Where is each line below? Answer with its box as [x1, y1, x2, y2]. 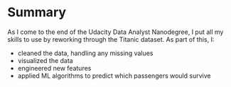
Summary [7, 4, 66, 21]
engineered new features [17, 64, 92, 72]
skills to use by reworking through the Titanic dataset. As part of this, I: [7, 35, 215, 43]
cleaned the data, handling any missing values [17, 49, 154, 57]
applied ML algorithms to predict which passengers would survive [17, 71, 211, 80]
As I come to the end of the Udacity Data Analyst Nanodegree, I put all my [7, 28, 224, 36]
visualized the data [17, 56, 73, 64]
